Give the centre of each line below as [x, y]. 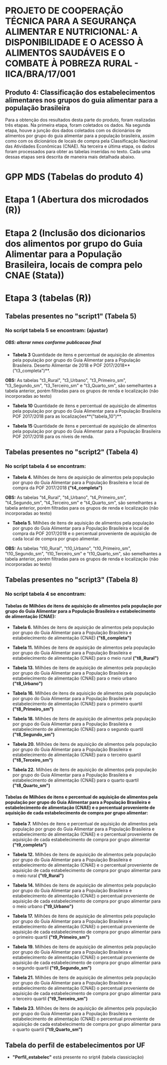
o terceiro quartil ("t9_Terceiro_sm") [50, 999]
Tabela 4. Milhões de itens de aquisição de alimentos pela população [83, 477]
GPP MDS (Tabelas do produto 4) [74, 177]
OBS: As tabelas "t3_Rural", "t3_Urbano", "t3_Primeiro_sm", [66, 380]
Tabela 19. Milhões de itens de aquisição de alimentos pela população [84, 947]
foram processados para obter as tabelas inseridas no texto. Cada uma [78, 151]
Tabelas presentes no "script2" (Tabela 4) [72, 452]
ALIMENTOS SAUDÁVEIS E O [65, 53]
